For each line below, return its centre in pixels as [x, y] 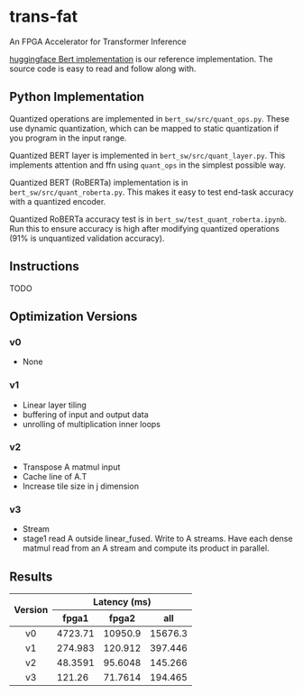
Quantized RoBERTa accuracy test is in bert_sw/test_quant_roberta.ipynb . [148, 219]
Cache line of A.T [55, 476]
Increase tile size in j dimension [81, 486]
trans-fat [44, 17]
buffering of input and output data [85, 414]
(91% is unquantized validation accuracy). [87, 238]
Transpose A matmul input [71, 467]
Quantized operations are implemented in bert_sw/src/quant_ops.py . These [150, 118]
